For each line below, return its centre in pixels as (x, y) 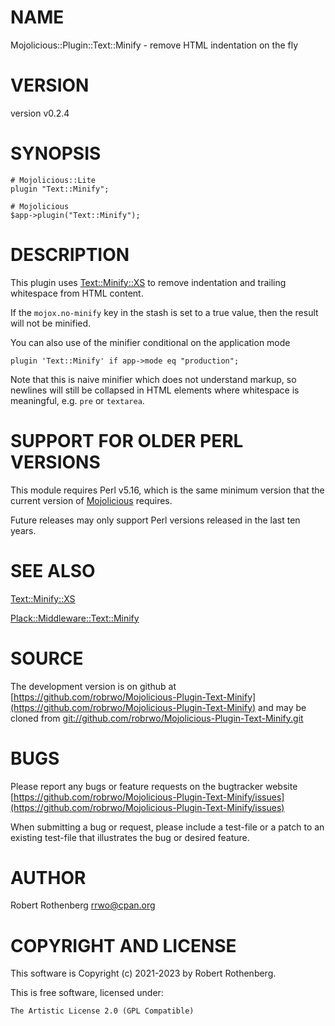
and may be (282, 707)
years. (23, 530)
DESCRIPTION (70, 255)
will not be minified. (51, 323)
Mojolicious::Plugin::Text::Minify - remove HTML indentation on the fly (154, 45)
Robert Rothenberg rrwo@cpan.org (83, 905)
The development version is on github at (93, 686)
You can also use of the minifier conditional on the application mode (150, 342)
